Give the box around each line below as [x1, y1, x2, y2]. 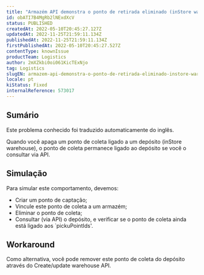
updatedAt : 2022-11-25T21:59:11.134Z [6, 31, 102, 38]
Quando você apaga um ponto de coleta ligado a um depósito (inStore [6, 137, 182, 145]
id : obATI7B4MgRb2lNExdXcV [6, 15, 75, 21]
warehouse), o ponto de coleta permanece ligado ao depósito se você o [6, 144, 186, 151]
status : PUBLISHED [6, 20, 53, 26]
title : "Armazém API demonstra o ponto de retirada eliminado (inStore [6, 8, 191, 15]
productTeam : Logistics [6, 54, 67, 60]
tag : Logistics [6, 65, 45, 71]
